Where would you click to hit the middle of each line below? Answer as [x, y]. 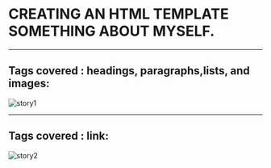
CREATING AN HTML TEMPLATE [119, 14]
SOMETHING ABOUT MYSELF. [112, 31]
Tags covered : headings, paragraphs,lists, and [129, 71]
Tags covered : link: [58, 136]
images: [29, 84]
